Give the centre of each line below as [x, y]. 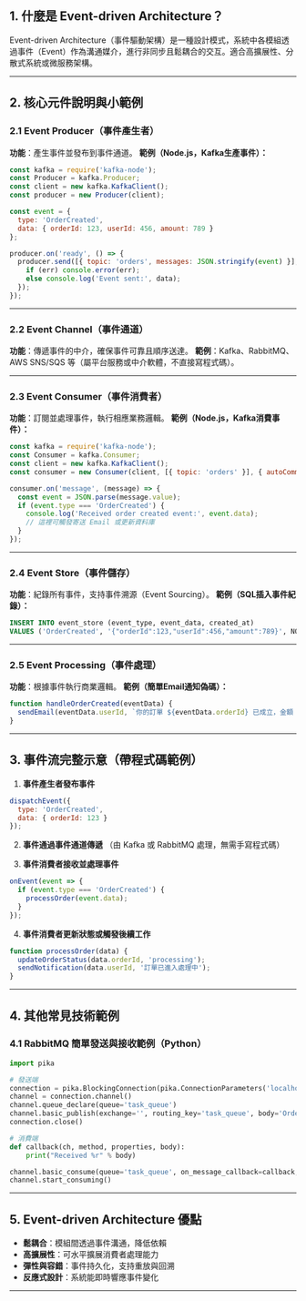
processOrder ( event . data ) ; [77, 899]
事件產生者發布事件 [59, 783]
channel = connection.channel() [71, 1097]
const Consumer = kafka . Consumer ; [75, 455]
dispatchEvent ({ [40, 801]
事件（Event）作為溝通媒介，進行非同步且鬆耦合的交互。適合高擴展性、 [152, 51]
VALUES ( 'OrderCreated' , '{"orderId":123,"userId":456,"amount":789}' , [148, 632]
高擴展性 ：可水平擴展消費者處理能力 [91, 1255]
